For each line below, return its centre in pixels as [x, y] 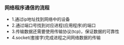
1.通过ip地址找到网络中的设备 [41, 19]
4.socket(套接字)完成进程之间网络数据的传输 [56, 38]
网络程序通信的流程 [27, 7]
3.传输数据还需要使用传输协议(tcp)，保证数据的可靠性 [65, 32]
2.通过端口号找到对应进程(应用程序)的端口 [54, 25]
